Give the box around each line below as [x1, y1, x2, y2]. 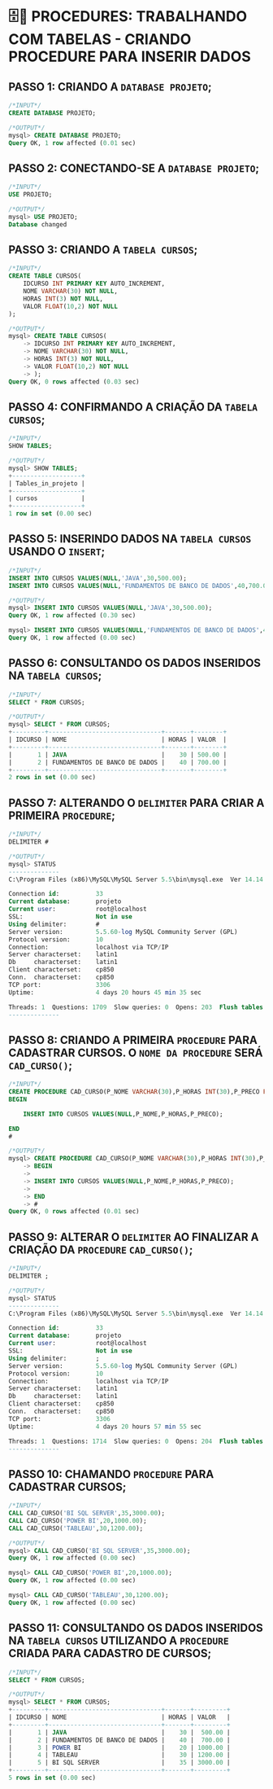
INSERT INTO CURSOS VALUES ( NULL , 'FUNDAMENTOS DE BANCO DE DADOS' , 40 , [8, 581, 249, 590]
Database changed [8, 220, 67, 229]
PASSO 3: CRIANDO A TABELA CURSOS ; [8, 243, 198, 257]
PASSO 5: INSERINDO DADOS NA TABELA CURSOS [8, 532, 252, 546]
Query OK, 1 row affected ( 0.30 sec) [8, 612, 136, 620]
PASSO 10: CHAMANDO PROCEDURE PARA [8, 1467, 214, 1481]
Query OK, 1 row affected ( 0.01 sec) [8, 138, 136, 147]
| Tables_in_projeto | [8, 479, 85, 488]
